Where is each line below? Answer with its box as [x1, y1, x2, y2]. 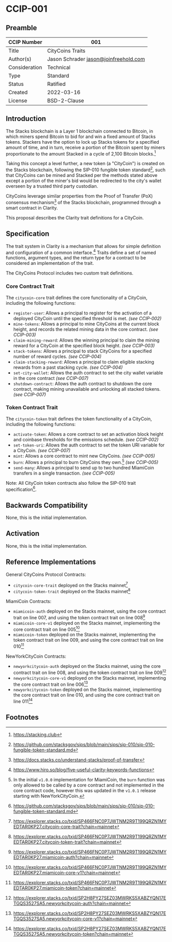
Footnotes [6, 713, 39, 722]
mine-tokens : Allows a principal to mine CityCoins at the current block [13, 321, 160, 327]
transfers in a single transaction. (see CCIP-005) [13, 470, 115, 476]
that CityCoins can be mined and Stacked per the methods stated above [6, 172, 158, 178]
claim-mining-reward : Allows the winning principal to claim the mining [13, 337, 160, 343]
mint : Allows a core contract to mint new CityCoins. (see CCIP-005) [13, 453, 155, 459]
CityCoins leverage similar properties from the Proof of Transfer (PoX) [6, 193, 153, 199]
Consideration [8, 64, 42, 71]
